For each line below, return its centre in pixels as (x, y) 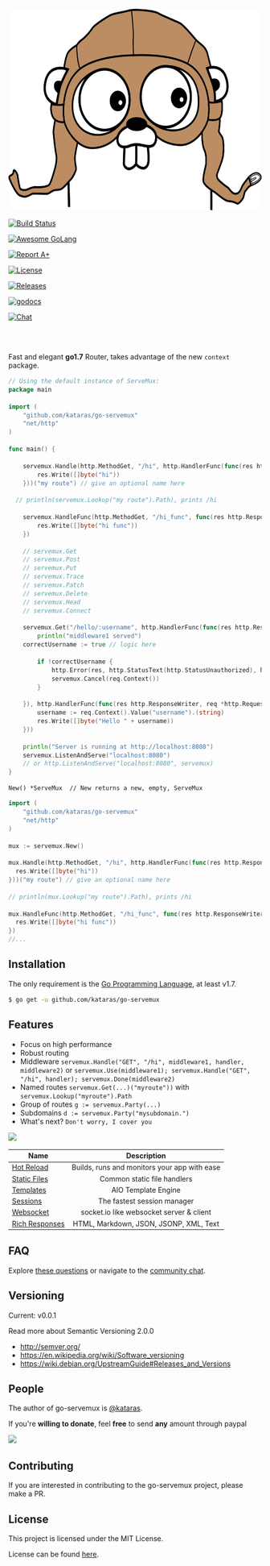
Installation (37, 964)
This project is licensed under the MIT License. (86, 1539)
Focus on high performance (66, 1044)
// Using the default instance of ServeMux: (84, 381)
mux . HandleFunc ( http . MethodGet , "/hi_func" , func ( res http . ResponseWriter (136, 914)
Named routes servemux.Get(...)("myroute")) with (105, 1087)
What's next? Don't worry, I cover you (86, 1121)
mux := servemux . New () (46, 846)
